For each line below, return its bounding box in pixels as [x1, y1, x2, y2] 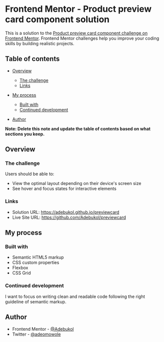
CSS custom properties [12, 260, 60, 265]
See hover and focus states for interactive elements [12, 185, 117, 192]
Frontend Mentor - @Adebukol [12, 326, 74, 332]
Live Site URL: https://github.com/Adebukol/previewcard [12, 214, 126, 220]
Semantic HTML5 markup [12, 254, 64, 261]
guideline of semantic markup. [5, 298, 67, 305]
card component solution [5, 14, 110, 25]
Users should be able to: [5, 171, 55, 177]
